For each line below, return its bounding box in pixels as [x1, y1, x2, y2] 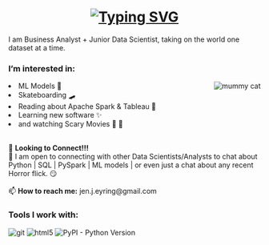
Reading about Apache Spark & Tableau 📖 [18, 102, 156, 111]
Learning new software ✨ [18, 110, 102, 120]
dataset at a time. [8, 42, 66, 52]
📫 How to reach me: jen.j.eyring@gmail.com [8, 187, 158, 196]
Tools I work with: [8, 209, 78, 220]
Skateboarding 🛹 [18, 90, 76, 100]
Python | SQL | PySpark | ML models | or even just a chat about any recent [8, 160, 254, 170]
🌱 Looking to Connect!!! [8, 143, 90, 153]
